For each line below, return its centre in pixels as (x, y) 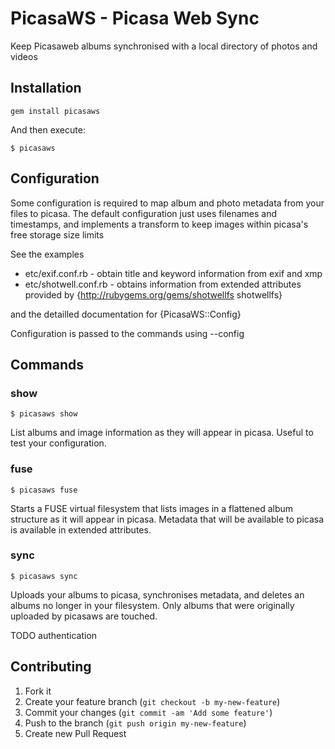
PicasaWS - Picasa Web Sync (135, 18)
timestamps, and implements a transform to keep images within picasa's (159, 224)
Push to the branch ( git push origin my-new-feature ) (135, 723)
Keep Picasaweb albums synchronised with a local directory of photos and (164, 46)
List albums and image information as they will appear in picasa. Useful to (162, 433)
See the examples (47, 254)
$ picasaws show (44, 414)
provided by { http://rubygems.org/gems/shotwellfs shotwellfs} (153, 294)
